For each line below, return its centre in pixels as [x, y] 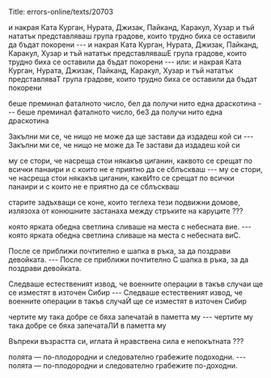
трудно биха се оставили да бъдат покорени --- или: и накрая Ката [125, 62]
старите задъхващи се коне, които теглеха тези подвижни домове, [124, 202]
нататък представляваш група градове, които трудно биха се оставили [132, 36]
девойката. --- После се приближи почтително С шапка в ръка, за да [129, 260]
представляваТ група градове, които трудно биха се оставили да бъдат [133, 79]
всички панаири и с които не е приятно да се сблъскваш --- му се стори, [135, 169]
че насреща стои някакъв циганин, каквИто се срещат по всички [121, 178]
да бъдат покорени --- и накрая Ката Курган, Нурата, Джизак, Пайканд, [133, 45]
